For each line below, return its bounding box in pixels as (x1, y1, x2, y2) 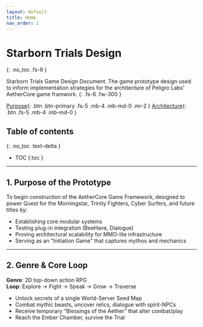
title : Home (6, 15, 36, 21)
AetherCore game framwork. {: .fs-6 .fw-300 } (6, 91, 122, 98)
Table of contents (6, 126, 74, 137)
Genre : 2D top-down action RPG (6, 276, 87, 283)
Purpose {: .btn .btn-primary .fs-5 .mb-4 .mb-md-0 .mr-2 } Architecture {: (6, 102, 187, 109)
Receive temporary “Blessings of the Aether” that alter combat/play (14, 307, 183, 314)
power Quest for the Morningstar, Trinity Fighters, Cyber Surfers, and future (6, 199, 195, 207)
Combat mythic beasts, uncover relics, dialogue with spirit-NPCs (14, 300, 176, 308)
